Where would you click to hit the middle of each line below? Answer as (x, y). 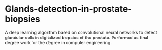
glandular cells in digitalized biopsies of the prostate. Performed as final (77, 37)
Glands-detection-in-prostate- (68, 9)
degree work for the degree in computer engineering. (58, 42)
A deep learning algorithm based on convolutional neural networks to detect (81, 32)
